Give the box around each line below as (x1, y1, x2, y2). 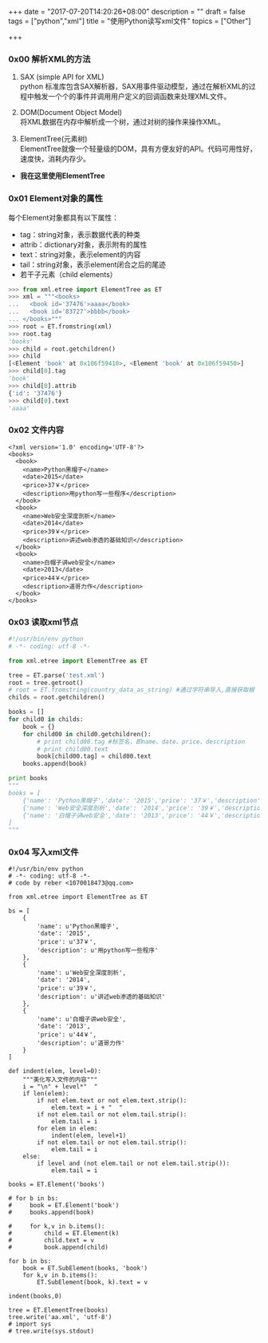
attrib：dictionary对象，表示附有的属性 (19, 240, 148, 249)
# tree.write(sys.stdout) (8, 1327, 94, 1336)
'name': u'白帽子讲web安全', (37, 1016, 127, 1024)
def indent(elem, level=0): (8, 1068, 102, 1076)
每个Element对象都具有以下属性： (8, 212, 120, 222)
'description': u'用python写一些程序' (37, 946, 159, 955)
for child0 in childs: (8, 715, 84, 723)
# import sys (8, 1321, 52, 1329)
